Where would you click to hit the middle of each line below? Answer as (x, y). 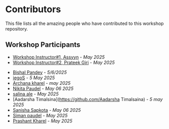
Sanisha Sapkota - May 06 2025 (47, 110)
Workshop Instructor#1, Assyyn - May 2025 (59, 57)
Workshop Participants (43, 45)
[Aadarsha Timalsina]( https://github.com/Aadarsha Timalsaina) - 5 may (88, 99)
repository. (17, 28)
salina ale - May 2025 (35, 94)
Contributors (33, 9)
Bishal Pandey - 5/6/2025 (40, 72)
